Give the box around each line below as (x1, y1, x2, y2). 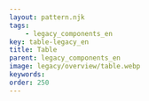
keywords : (9, 70, 46, 79)
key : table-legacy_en (9, 37, 90, 47)
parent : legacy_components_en (9, 54, 122, 62)
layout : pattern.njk (9, 12, 86, 22)
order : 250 (9, 78, 50, 87)
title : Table (9, 46, 58, 54)
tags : (9, 21, 29, 30)
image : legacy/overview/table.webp (9, 62, 141, 71)
